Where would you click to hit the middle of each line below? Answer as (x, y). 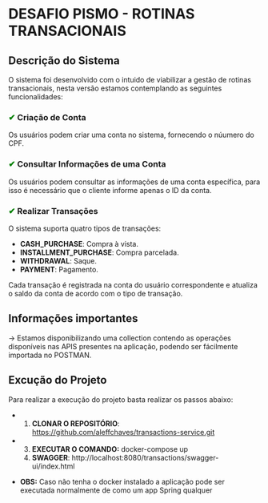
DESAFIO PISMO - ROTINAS (102, 14)
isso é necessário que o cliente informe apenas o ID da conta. (110, 190)
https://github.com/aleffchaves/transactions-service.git (123, 432)
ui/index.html (53, 466)
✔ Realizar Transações (53, 211)
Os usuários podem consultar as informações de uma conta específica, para (134, 182)
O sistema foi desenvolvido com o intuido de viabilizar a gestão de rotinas (130, 80)
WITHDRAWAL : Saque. (58, 260)
